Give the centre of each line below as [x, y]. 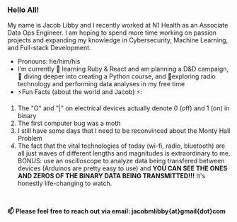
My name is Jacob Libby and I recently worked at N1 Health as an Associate [118, 25]
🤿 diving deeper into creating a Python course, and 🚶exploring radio [116, 76]
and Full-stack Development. [49, 48]
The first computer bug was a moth [69, 123]
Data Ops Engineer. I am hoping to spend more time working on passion [112, 33]
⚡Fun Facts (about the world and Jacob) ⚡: [80, 92]
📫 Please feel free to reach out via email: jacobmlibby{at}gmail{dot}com [117, 211]
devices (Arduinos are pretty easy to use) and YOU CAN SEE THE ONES [122, 168]
